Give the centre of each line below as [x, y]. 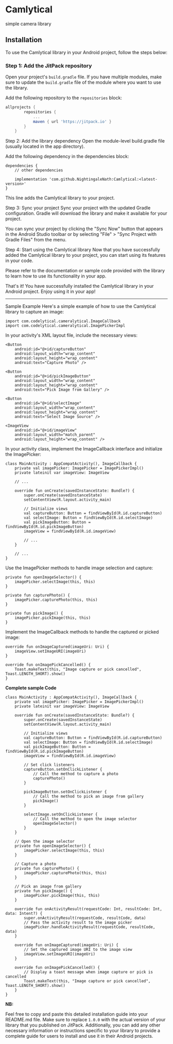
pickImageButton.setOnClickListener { [65, 792]
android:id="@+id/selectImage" [48, 403]
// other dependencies [39, 170]
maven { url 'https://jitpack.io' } [72, 121]
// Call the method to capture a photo [75, 774]
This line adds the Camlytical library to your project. [60, 198]
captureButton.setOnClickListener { [63, 770]
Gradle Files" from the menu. [36, 240]
